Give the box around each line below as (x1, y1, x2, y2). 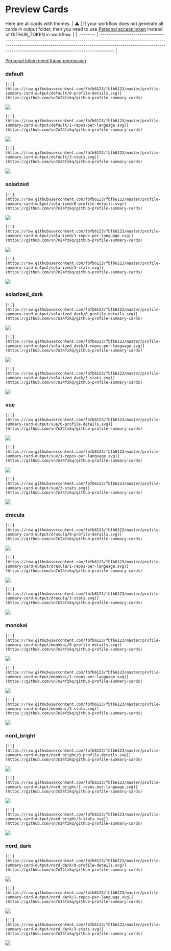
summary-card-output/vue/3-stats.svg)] (5, 485, 90, 491)
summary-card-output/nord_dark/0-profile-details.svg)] (5, 863, 127, 868)
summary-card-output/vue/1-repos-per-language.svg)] (5, 454, 120, 459)
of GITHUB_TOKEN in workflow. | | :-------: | (5, 31, 99, 37)
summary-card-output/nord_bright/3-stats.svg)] (5, 817, 109, 822)
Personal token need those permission (5, 57, 86, 63)
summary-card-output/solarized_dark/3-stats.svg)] (5, 375, 115, 380)
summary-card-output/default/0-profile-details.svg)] (5, 91, 123, 96)
